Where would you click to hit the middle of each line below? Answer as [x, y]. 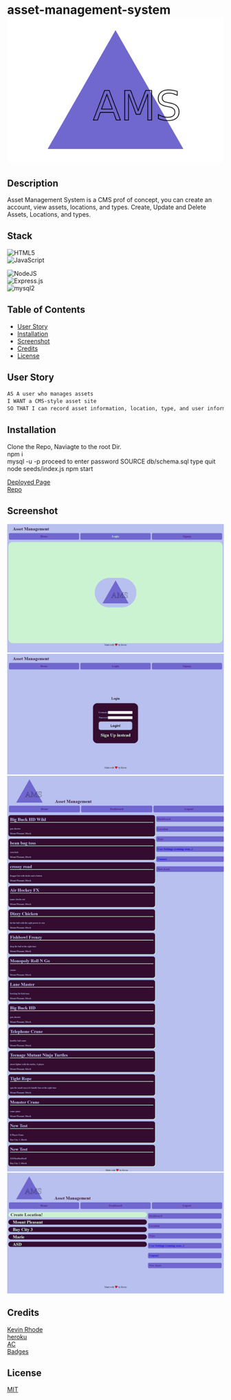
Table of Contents [46, 310]
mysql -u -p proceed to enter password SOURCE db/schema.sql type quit [111, 461]
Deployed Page [29, 482]
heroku [17, 1337]
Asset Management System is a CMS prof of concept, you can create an [109, 200]
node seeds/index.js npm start [50, 468]
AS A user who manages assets [51, 394]
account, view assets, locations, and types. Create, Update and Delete [107, 207]
